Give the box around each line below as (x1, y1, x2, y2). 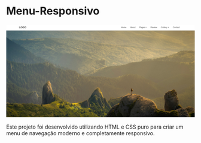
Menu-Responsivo (6, 4, 100, 18)
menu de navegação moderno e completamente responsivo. (6, 130, 155, 137)
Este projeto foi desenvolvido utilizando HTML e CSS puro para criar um (6, 123, 184, 130)
